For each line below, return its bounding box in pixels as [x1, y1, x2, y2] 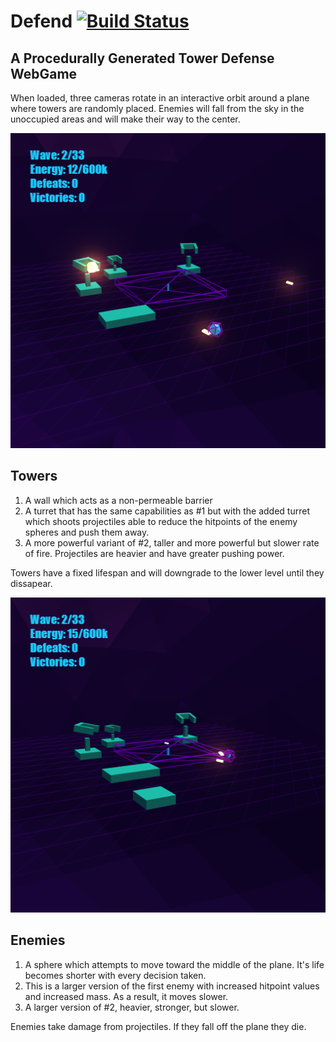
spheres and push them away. [24, 526, 150, 538]
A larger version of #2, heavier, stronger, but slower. [24, 1001, 240, 1013]
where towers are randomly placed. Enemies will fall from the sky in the [10, 103, 305, 114]
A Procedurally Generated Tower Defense [10, 50, 275, 67]
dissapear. [10, 577, 53, 589]
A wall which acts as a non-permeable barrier [24, 494, 213, 506]
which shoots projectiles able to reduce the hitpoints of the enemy [24, 515, 298, 527]
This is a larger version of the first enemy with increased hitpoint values [24, 980, 320, 992]
